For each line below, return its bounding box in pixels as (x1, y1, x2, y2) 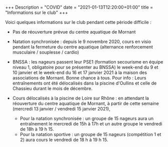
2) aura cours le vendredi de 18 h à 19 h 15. (20, 137, 109, 142)
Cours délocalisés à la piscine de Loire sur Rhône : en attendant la (12, 95, 149, 101)
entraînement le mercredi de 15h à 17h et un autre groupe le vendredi (20, 121, 162, 126)
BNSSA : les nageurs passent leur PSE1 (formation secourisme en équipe (12, 59, 163, 64)
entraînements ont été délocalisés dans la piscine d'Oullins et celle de (12, 80, 157, 86)
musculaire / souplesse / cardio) (12, 49, 79, 55)
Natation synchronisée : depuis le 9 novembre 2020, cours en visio (12, 38, 151, 44)
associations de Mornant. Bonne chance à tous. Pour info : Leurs (12, 75, 146, 80)
